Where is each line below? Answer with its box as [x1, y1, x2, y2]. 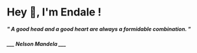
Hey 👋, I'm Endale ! [7, 5, 102, 19]
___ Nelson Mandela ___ [7, 40, 66, 48]
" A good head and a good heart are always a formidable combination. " [7, 25, 191, 32]
